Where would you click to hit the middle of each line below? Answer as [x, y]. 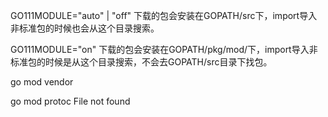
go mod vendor [42, 82]
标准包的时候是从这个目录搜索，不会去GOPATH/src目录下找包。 [141, 62]
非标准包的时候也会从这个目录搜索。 [85, 28]
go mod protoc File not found [70, 101]
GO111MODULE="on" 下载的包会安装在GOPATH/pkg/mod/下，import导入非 [164, 49]
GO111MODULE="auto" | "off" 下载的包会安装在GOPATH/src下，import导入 [164, 15]
